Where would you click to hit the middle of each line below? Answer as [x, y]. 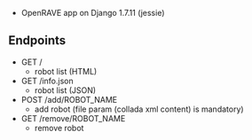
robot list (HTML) [66, 71]
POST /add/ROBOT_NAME [69, 99]
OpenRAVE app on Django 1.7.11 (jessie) [93, 13]
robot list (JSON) [65, 90]
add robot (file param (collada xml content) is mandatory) [139, 109]
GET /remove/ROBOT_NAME [73, 118]
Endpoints [37, 40]
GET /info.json [47, 81]
